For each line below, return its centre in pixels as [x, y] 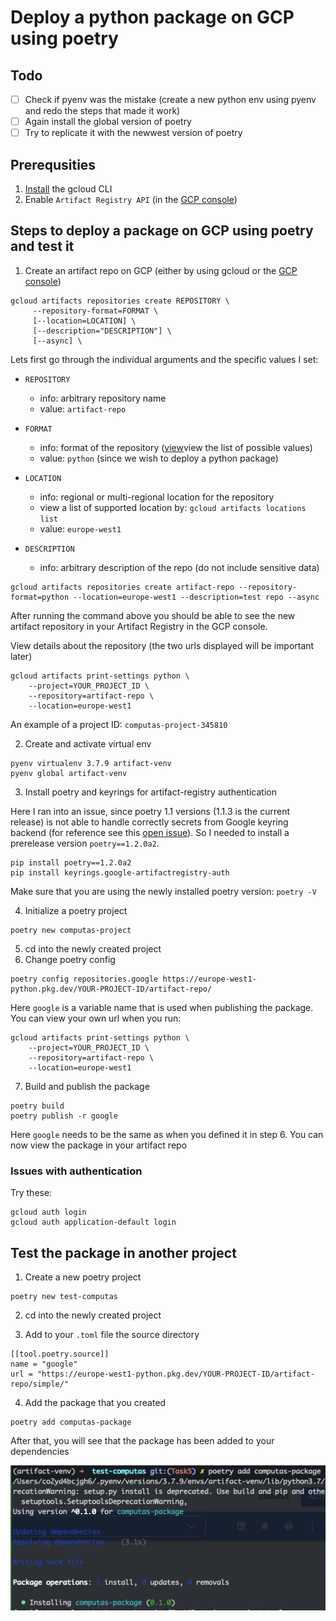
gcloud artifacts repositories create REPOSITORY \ [120, 301]
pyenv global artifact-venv [69, 773]
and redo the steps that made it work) [102, 111]
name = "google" [44, 1364]
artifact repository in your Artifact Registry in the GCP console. [139, 626]
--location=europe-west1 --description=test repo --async [196, 597]
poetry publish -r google [64, 1116]
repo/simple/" [40, 1384]
